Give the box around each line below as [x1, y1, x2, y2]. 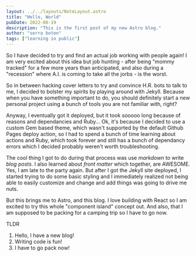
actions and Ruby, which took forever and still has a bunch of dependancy [6, 137, 185, 143]
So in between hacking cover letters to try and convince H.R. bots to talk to [6, 82, 188, 88]
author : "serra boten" [6, 30, 62, 36]
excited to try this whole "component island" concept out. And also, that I [6, 203, 183, 210]
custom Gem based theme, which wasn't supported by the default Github [6, 124, 184, 131]
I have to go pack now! [14, 244, 70, 251]
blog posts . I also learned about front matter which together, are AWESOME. [6, 160, 191, 167]
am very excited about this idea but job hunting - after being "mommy [6, 58, 175, 65]
